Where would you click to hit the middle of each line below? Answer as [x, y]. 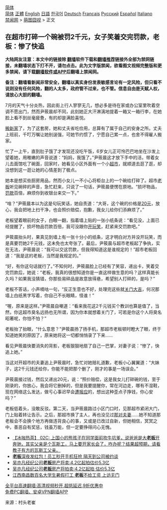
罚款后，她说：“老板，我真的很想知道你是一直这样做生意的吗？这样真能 [82, 272]
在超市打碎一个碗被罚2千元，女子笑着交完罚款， [79, 37]
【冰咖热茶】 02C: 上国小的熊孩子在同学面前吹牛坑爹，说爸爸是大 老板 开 [86, 437]
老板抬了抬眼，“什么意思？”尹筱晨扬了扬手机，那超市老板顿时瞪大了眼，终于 [83, 329]
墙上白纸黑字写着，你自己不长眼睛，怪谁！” [50, 295]
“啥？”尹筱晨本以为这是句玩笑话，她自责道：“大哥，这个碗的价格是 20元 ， [80, 203]
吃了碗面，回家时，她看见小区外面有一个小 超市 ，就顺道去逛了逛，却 [92, 164]
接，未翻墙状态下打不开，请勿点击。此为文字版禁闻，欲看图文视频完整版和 [81, 65]
